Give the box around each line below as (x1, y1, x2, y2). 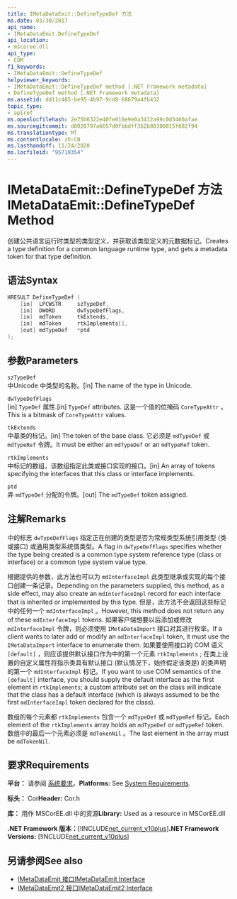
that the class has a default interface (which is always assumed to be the (7, 690, 220, 699)
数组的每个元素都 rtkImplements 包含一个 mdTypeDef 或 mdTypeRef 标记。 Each (7, 712, 230, 721)
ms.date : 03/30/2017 (7, 17, 69, 24)
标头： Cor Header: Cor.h (7, 794, 80, 803)
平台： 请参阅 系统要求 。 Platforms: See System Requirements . (7, 779, 191, 788)
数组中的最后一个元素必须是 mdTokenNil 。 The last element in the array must (7, 729, 229, 737)
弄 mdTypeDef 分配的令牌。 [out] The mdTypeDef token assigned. (7, 490, 188, 499)
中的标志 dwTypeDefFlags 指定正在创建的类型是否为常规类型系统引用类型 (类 (7, 533, 227, 541)
